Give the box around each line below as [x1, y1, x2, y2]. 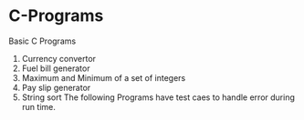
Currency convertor [21, 53, 97, 64]
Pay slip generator [21, 82, 91, 93]
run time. [21, 101, 56, 112]
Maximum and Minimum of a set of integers [21, 72, 186, 83]
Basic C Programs [8, 35, 77, 46]
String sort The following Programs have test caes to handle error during [21, 92, 296, 103]
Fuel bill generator [21, 63, 90, 74]
